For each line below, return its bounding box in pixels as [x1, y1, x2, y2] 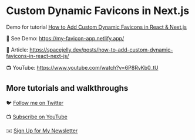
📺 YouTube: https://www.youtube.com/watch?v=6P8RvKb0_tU [6, 64, 159, 71]
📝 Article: [6, 46, 28, 53]
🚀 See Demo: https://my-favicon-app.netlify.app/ [6, 35, 125, 42]
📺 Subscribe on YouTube [6, 113, 68, 120]
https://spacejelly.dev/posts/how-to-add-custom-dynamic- [29, 46, 173, 53]
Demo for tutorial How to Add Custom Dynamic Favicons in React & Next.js [6, 23, 187, 30]
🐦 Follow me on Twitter [6, 99, 63, 106]
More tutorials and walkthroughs [6, 83, 129, 93]
